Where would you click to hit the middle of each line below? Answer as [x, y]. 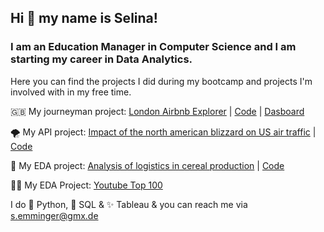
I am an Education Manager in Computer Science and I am [153, 47]
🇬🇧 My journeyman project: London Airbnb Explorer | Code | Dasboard [157, 111]
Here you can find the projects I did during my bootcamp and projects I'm [161, 81]
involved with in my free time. [71, 92]
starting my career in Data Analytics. [101, 59]
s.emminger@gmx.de [54, 215]
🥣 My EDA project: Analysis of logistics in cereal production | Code [147, 165]
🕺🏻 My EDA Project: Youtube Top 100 [86, 185]
